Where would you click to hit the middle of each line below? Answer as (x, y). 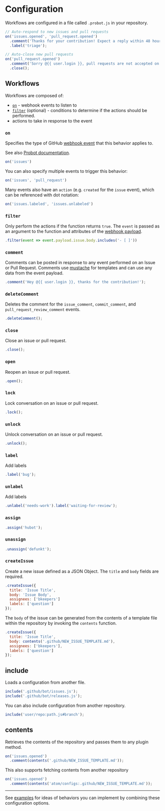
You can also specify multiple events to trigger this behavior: (66, 171)
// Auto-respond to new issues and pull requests (57, 32)
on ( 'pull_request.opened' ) (33, 59)
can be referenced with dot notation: (42, 195)
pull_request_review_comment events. (43, 309)
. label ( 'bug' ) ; (21, 475)
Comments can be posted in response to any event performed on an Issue (80, 263)
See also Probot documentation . (38, 153)
